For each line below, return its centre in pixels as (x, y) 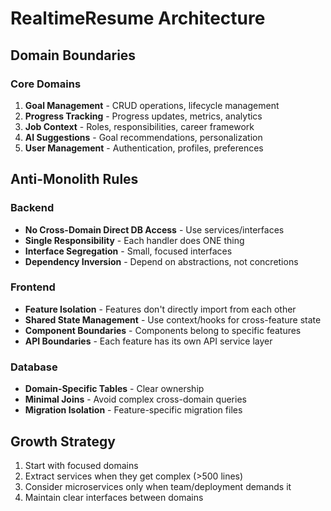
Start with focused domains (81, 465)
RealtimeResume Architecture (138, 18)
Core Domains (46, 84)
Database (34, 367)
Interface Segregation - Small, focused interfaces (128, 251)
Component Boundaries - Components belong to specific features (163, 330)
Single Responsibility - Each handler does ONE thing (134, 240)
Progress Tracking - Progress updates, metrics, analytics (143, 116)
